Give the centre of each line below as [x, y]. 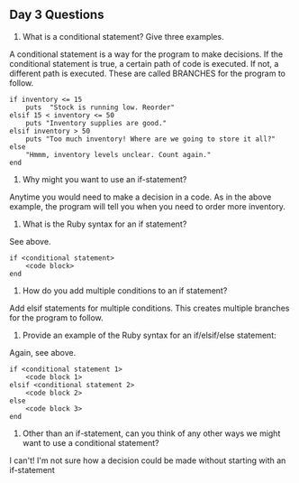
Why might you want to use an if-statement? [104, 179]
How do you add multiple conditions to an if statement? [125, 290]
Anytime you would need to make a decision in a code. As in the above [140, 197]
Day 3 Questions [57, 15]
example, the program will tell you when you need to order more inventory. [148, 206]
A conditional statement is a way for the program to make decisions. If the [146, 54]
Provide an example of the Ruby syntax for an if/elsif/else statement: [149, 335]
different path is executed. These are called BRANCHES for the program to [148, 73]
